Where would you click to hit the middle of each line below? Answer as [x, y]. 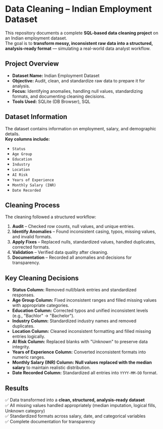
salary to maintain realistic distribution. [51, 368]
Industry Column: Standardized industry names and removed [74, 321]
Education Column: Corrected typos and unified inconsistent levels [80, 310]
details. [12, 134]
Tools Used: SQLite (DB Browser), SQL [51, 102]
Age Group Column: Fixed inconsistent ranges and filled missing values [84, 300]
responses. [23, 295]
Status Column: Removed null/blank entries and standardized [74, 290]
